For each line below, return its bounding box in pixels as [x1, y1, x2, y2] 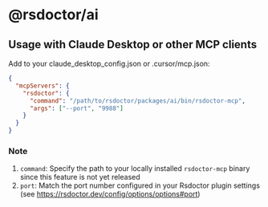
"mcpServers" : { [15, 82, 70, 90]
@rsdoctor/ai [8, 6, 99, 24]
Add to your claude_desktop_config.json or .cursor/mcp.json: [8, 59, 210, 68]
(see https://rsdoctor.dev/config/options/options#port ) [19, 189, 201, 199]
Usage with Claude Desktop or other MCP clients [8, 38, 258, 51]
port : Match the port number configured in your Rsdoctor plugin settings [19, 181, 261, 190]
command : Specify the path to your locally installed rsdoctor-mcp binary [19, 164, 250, 173]
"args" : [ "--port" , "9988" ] [29, 104, 124, 112]
